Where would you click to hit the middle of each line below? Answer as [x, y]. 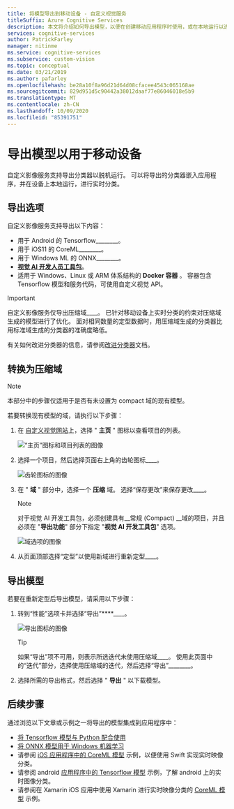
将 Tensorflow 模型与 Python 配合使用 [71, 737]
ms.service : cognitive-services [54, 53]
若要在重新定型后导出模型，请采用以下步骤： [71, 599]
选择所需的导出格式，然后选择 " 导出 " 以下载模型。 [91, 680]
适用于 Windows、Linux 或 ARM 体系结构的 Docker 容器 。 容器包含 [115, 276]
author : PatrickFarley [40, 40]
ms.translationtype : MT [42, 98]
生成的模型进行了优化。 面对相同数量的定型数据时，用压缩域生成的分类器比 [115, 321]
